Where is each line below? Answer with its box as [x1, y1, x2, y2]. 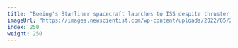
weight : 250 [7, 30, 42, 37]
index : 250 [7, 23, 40, 30]
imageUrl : [7, 17, 37, 24]
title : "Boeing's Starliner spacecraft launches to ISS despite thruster [7, 10, 230, 18]
